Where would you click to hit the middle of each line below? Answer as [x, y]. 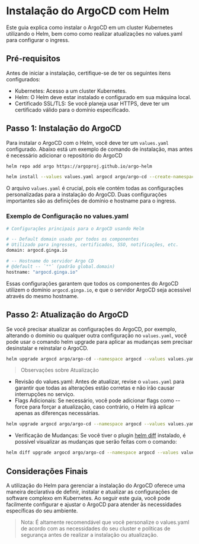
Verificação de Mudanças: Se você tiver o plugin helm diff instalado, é [100, 435]
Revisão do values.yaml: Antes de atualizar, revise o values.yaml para [99, 382]
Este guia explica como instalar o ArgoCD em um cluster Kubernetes [90, 27]
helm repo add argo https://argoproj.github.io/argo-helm [79, 166]
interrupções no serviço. [45, 394]
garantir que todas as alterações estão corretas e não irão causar [94, 388]
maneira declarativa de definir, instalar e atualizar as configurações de [92, 492]
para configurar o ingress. [38, 40]
